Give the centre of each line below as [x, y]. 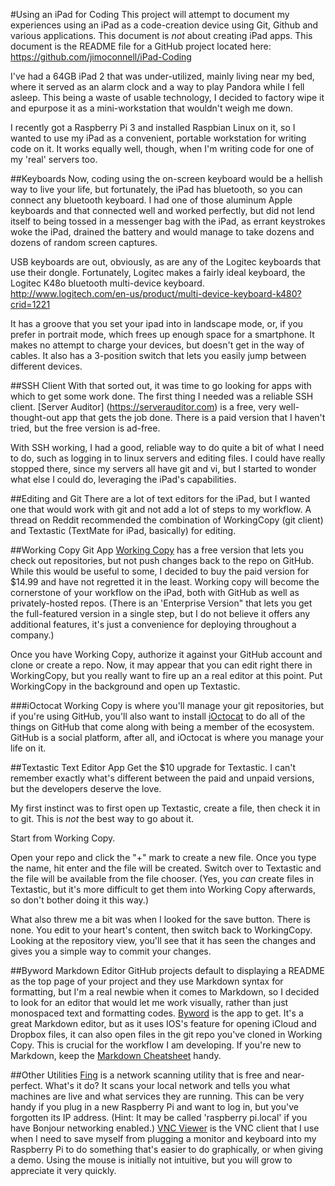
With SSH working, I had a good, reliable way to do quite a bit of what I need [167, 447]
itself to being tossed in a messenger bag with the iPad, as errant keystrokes [168, 221]
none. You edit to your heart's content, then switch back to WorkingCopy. [161, 930]
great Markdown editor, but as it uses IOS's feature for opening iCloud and [163, 1023]
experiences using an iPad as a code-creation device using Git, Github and [164, 25]
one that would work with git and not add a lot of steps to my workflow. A [161, 509]
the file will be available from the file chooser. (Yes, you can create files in [162, 878]
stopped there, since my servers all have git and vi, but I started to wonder [163, 468]
